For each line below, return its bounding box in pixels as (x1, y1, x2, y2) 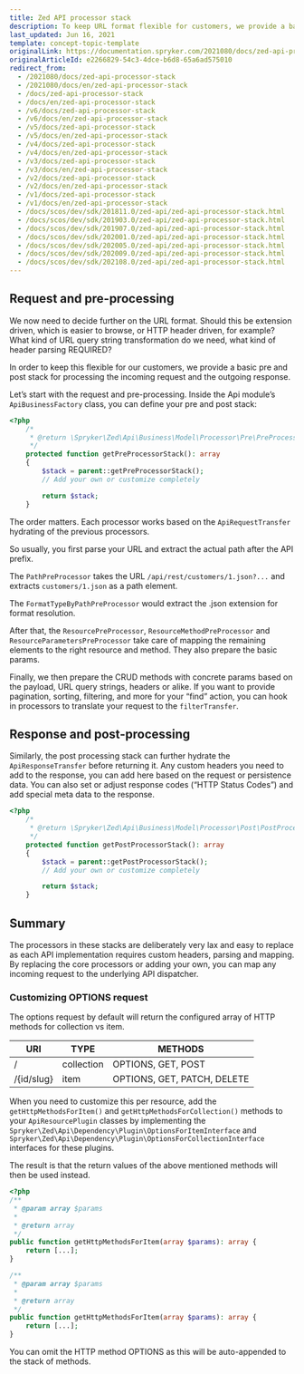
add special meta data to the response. (9, 789, 156, 800)
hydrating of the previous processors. (9, 526, 150, 537)
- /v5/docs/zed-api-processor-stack (17, 123, 156, 132)
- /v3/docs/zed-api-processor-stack (17, 156, 156, 166)
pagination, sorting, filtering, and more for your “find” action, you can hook (9, 691, 288, 702)
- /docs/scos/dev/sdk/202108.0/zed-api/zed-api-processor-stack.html (17, 257, 285, 267)
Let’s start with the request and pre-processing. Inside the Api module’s (9, 389, 276, 400)
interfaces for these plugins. (9, 1143, 115, 1154)
